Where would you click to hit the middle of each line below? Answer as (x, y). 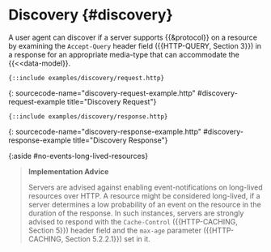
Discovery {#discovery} (91, 15)
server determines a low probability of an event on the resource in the (144, 204)
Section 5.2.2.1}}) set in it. (108, 239)
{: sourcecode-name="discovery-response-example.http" (105, 131)
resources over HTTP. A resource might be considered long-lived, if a (144, 195)
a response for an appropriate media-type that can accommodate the (124, 54)
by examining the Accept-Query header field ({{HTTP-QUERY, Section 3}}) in (135, 45)
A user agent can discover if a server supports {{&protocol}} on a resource (133, 37)
